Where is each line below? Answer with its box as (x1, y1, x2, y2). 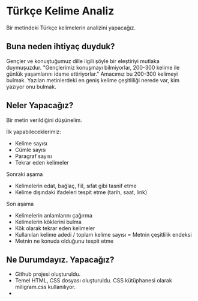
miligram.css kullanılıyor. (14, 284, 76, 291)
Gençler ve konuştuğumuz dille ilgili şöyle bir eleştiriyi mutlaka (6, 57, 160, 64)
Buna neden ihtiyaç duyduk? (6, 41, 115, 52)
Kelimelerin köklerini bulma (14, 218, 82, 225)
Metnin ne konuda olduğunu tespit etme (14, 237, 114, 245)
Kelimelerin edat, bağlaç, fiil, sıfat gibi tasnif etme (14, 182, 137, 189)
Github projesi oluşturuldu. (14, 270, 81, 278)
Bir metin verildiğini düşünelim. (6, 116, 82, 124)
